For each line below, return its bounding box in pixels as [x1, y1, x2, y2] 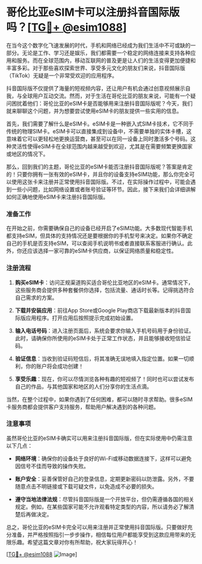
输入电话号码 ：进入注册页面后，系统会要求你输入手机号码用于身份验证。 [14, 327, 194, 334]
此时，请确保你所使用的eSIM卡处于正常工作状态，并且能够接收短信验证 [14, 334, 191, 341]
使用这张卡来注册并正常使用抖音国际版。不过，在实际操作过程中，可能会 [11, 178, 191, 185]
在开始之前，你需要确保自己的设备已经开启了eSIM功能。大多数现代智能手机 [6, 224, 193, 232]
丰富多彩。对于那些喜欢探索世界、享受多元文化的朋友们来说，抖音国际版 [6, 64, 185, 71]
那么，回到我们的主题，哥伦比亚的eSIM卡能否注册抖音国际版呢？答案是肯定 [6, 163, 193, 170]
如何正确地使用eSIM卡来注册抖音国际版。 [6, 193, 109, 200]
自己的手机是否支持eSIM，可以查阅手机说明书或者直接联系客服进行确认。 [6, 239, 188, 247]
